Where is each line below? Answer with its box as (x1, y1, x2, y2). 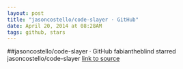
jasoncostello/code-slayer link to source (7, 55, 120, 63)
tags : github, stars (7, 28, 66, 36)
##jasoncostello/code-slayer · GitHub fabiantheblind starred (7, 47, 176, 55)
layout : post (7, 9, 44, 17)
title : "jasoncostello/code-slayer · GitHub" (7, 16, 139, 23)
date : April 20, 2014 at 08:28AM (7, 22, 102, 29)
